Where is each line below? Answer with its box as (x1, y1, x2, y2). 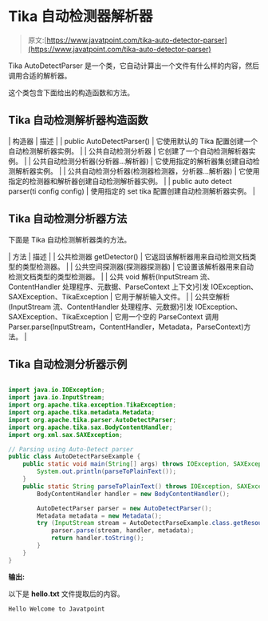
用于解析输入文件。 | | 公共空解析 (120, 291, 231, 301)
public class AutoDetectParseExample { (8, 453, 141, 461)
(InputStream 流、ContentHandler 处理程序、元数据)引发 (8, 302, 194, 311)
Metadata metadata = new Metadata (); (37, 511, 162, 520)
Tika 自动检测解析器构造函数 (8, 114, 149, 127)
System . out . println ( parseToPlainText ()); (37, 467, 177, 476)
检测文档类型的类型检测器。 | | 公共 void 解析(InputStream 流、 (8, 271, 215, 281)
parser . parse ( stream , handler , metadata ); (50, 527, 195, 535)
